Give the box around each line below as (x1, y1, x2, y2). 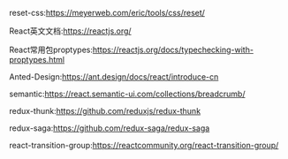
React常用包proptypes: (9, 44, 93, 55)
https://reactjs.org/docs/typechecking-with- (92, 44, 254, 55)
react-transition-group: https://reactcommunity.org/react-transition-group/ (9, 140, 279, 150)
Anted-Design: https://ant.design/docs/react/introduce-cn (9, 72, 219, 82)
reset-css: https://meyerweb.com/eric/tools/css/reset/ (9, 8, 206, 18)
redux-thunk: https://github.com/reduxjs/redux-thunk (9, 106, 201, 116)
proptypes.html (9, 55, 64, 64)
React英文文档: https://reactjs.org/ (9, 26, 132, 36)
